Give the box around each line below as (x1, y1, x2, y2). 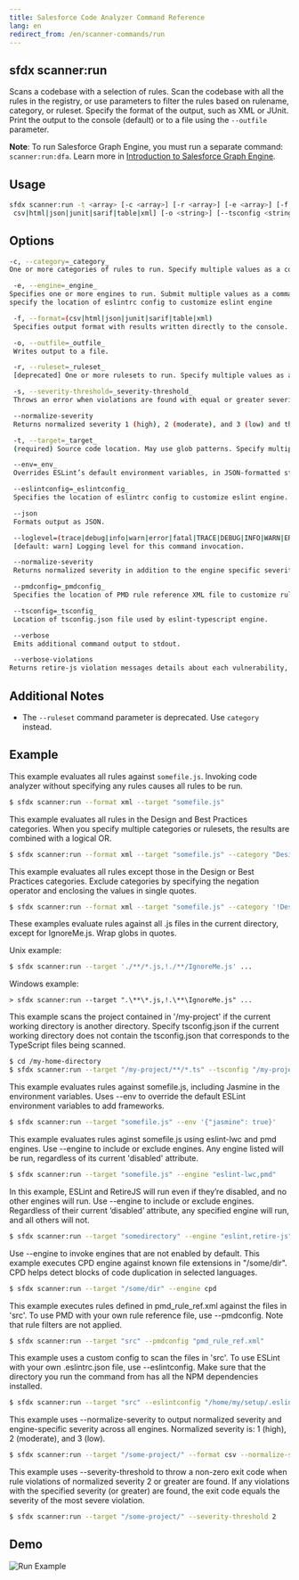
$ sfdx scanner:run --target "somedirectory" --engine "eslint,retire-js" (9, 1231, 293, 1240)
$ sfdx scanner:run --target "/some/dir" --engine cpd (9, 1284, 217, 1293)
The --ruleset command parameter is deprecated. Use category (21, 712, 260, 722)
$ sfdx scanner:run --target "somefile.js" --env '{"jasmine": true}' (9, 1118, 277, 1127)
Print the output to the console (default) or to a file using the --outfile (9, 115, 268, 126)
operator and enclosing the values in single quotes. (9, 885, 198, 896)
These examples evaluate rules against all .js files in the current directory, (9, 918, 279, 929)
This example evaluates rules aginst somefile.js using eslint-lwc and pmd (9, 1133, 278, 1144)
